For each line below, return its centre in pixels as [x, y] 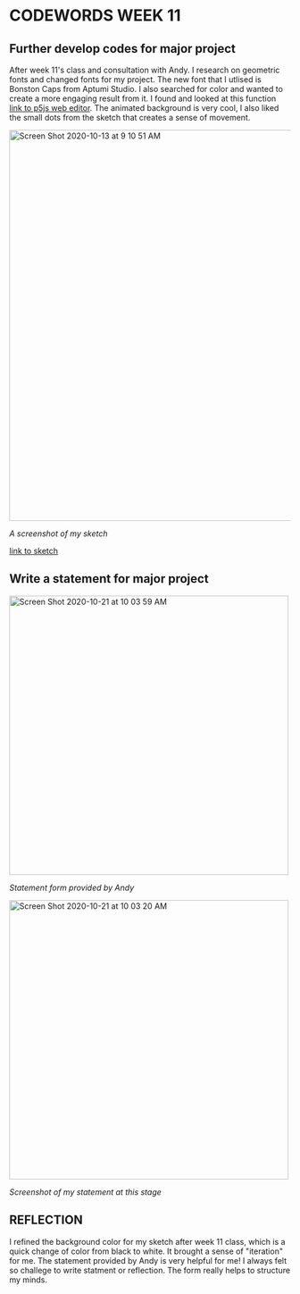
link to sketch [34, 551]
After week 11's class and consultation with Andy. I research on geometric [145, 70]
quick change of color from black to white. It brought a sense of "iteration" [146, 1251]
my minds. [28, 1280]
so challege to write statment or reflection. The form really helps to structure [150, 1270]
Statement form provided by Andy [72, 887]
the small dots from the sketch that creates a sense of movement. [130, 118]
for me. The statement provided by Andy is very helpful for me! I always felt [148, 1260]
